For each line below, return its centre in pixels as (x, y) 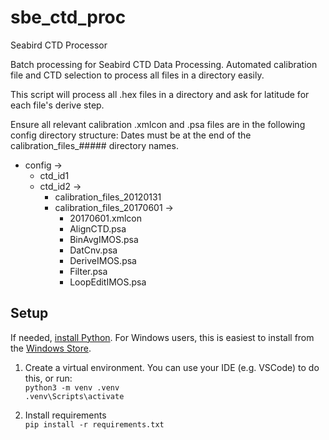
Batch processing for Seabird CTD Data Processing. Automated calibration (164, 64)
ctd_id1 (54, 175)
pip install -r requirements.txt (94, 424)
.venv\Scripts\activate (74, 396)
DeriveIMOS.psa (103, 260)
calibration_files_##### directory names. (94, 145)
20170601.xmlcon (105, 218)
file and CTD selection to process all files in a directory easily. (137, 75)
